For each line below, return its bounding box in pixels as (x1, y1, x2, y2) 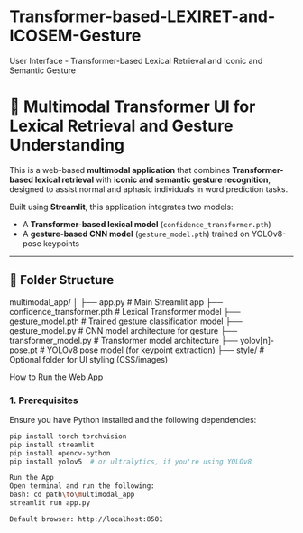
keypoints (43, 237, 79, 249)
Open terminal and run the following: (9, 482, 155, 491)
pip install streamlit (9, 440, 95, 449)
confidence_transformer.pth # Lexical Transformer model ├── (9, 306, 241, 317)
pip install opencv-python (9, 448, 111, 457)
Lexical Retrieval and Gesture (9, 115, 234, 136)
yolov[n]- (240, 335, 275, 345)
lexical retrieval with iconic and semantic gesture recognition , (34, 174, 271, 185)
